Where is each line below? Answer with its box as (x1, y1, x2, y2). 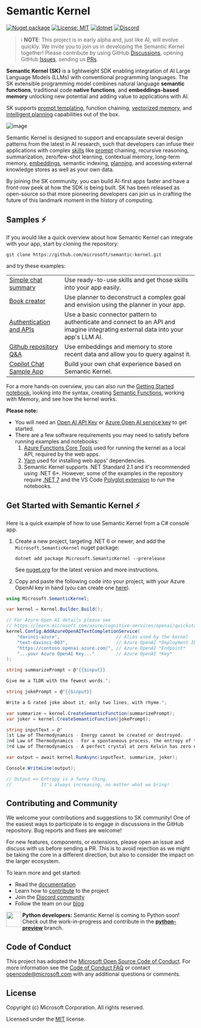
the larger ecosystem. (6, 858, 60, 865)
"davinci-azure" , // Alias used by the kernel (17, 634, 188, 640)
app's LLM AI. (64, 332, 103, 341)
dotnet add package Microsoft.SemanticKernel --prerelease (14, 555, 166, 562)
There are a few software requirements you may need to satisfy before (14, 431, 190, 439)
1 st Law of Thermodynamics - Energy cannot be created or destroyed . (6, 732, 184, 739)
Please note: (6, 407, 38, 414)
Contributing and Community (6, 798, 118, 808)
